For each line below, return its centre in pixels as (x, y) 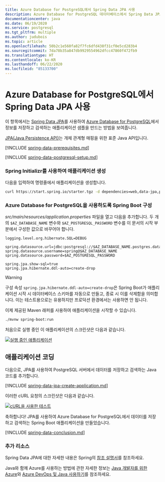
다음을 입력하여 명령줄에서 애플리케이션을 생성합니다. (56, 182)
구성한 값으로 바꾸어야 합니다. (46, 229)
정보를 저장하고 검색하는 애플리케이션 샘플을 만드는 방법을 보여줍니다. (71, 127)
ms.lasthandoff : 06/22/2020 (34, 64)
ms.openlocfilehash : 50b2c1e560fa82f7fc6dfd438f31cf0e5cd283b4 (71, 46)
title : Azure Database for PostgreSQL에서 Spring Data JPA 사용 (70, 10)
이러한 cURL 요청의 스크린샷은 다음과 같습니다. (50, 396)
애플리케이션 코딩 (30, 357)
